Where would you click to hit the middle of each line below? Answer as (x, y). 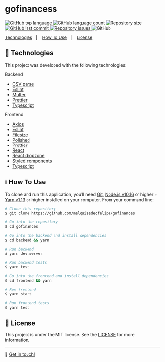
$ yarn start (18, 294)
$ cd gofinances (22, 227)
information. (17, 340)
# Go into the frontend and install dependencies (57, 276)
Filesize (20, 135)
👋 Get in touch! (20, 354)
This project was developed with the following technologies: (66, 65)
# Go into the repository (31, 222)
